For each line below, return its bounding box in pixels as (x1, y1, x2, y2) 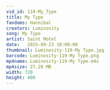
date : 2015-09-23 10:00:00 (6, 42, 78, 48)
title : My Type (6, 14, 44, 20)
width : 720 (6, 69, 33, 75)
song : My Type (6, 31, 41, 37)
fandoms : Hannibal (6, 20, 51, 25)
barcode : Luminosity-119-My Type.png (6, 53, 99, 59)
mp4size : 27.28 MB (6, 63, 51, 70)
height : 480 (6, 75, 35, 81)
